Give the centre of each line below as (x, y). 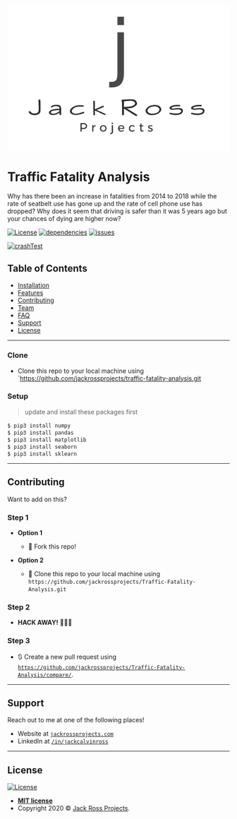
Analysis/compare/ (44, 675)
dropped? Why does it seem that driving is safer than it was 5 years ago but (117, 211)
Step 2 (19, 607)
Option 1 (30, 532)
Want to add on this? (37, 499)
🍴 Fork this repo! (52, 546)
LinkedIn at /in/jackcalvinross (63, 741)
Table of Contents (48, 268)
